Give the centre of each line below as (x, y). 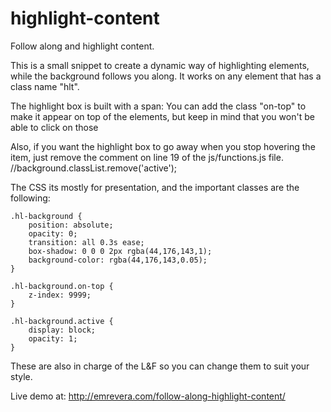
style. (21, 376)
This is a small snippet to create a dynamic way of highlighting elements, (160, 65)
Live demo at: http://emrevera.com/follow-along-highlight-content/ (148, 396)
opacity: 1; (53, 338)
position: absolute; (71, 225)
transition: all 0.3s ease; (86, 242)
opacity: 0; (53, 233)
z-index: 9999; (60, 295)
